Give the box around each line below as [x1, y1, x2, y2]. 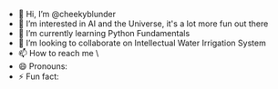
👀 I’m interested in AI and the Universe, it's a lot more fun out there [17, 18, 269, 29]
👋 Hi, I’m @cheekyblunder [17, 9, 117, 19]
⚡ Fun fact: [17, 71, 59, 82]
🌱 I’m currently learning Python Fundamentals [17, 28, 190, 38]
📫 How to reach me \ [17, 48, 99, 58]
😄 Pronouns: [17, 61, 68, 72]
